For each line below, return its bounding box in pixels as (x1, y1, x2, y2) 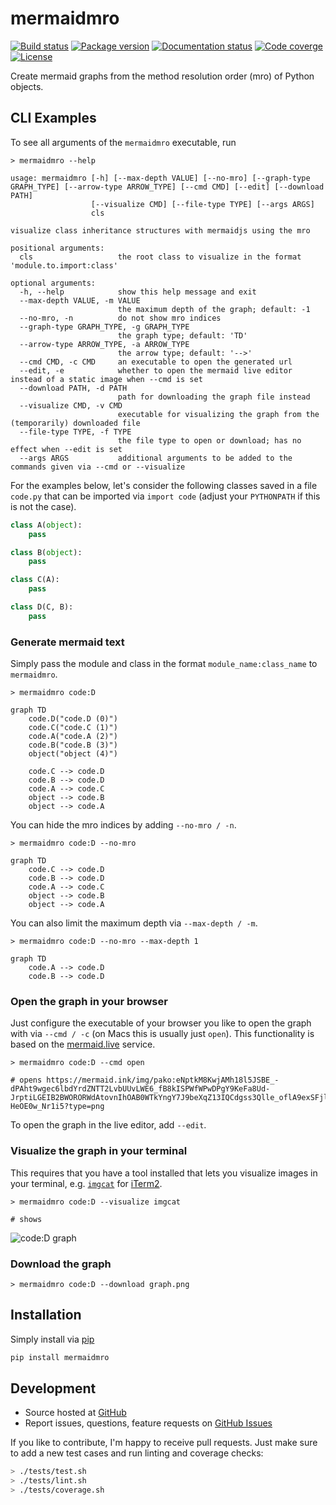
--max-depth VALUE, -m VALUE (19, 295, 141, 306)
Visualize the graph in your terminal (10, 1144, 188, 1158)
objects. (10, 80, 44, 92)
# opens (10, 1075, 43, 1086)
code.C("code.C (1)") (28, 723, 118, 733)
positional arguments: (10, 243, 105, 253)
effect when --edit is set (10, 444, 123, 454)
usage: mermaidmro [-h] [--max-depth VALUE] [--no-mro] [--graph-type (10, 173, 311, 183)
